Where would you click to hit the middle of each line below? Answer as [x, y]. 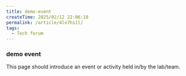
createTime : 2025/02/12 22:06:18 [47, 17]
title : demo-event [29, 11]
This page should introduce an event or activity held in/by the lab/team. [93, 67]
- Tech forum [28, 34]
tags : [13, 28]
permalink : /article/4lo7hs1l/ [45, 22]
